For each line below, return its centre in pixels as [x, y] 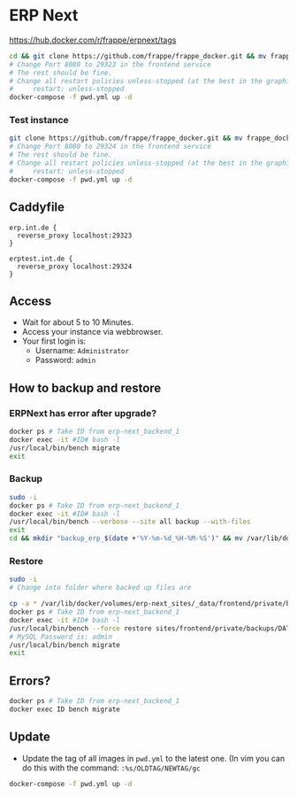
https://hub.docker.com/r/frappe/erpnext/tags [93, 40]
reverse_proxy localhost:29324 [75, 267]
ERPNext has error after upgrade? [83, 413]
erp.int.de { [33, 228]
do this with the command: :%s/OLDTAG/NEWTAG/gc [111, 768]
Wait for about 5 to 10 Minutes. [78, 322]
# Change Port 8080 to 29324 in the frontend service [110, 147]
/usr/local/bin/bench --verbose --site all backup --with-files [130, 522]
